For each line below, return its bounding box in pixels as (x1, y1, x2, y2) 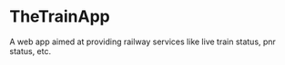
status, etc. (9, 45, 52, 56)
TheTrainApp (9, 6, 111, 27)
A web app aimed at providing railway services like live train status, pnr (9, 36, 276, 47)
